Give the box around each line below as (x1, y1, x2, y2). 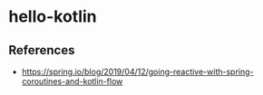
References (8, 43, 75, 58)
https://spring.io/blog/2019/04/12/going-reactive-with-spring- (21, 66, 255, 77)
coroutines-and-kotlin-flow (21, 76, 123, 87)
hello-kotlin (8, 6, 97, 27)
